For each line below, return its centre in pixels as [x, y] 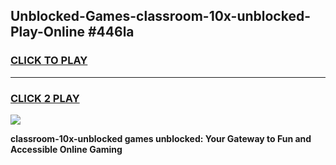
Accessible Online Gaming [66, 149]
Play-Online [47, 32]
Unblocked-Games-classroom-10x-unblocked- [160, 16]
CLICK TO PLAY [49, 61]
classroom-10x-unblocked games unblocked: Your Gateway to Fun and [161, 138]
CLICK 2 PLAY [45, 98]
